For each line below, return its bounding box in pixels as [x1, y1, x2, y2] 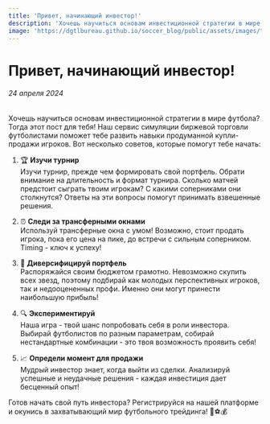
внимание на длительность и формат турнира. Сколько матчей [19, 175, 239, 185]
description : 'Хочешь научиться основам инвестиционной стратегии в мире [8, 19, 261, 27]
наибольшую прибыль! [19, 292, 99, 302]
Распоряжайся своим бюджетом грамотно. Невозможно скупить [19, 266, 247, 276]
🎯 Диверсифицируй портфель [19, 258, 127, 268]
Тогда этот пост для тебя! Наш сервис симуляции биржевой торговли [8, 121, 249, 131]
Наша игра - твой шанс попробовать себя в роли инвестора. [19, 319, 230, 330]
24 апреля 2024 [8, 89, 64, 98]
